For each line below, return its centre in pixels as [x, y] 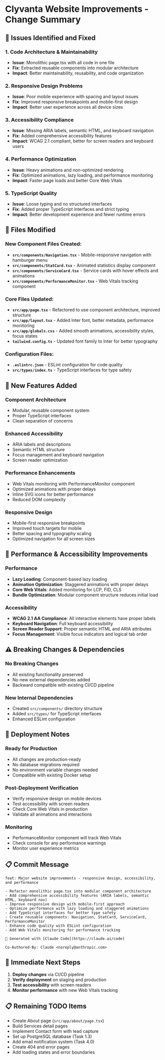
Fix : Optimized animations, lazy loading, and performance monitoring [82, 175]
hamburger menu [30, 260]
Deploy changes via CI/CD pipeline [48, 974]
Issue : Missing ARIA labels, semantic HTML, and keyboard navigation [83, 131]
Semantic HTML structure [39, 450]
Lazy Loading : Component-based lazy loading [60, 579]
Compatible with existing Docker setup [52, 775]
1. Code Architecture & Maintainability [51, 52]
